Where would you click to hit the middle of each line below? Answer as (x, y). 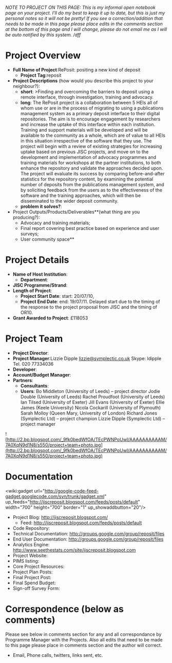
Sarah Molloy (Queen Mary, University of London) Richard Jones (89, 413)
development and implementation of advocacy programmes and (88, 157)
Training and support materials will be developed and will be (84, 130)
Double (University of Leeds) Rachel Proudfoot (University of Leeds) (93, 397)
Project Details (37, 260)
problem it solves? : (41, 206)
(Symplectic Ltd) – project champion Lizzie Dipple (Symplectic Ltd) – (93, 418)
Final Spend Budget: (34, 583)
